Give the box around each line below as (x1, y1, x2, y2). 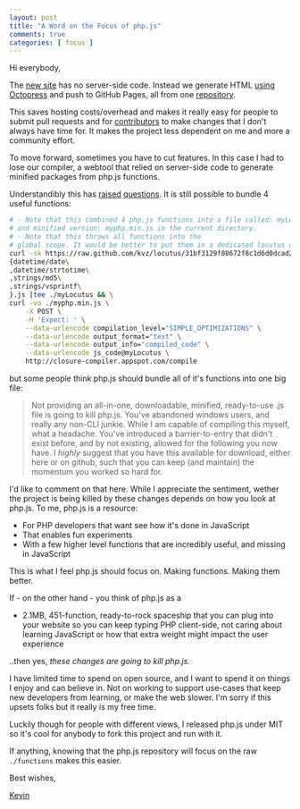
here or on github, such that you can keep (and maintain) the (30, 457, 254, 468)
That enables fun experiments (21, 529, 133, 540)
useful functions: (9, 198, 71, 209)
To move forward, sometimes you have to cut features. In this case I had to (9, 153, 284, 164)
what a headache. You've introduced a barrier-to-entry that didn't (30, 428, 273, 439)
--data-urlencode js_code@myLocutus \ (25, 349, 170, 358)
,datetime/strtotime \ (9, 265, 90, 274)
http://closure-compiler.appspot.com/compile (25, 357, 198, 367)
